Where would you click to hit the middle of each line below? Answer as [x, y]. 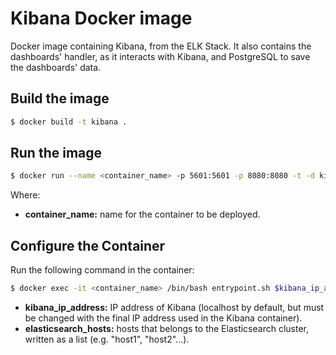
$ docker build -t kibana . [69, 122]
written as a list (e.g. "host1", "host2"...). [107, 339]
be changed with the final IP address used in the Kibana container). [163, 318]
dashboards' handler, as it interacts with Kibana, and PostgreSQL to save [160, 56]
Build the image [60, 98]
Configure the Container [88, 245]
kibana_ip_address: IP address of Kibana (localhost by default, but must [174, 307]
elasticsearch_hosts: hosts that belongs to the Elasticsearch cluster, [167, 328]
